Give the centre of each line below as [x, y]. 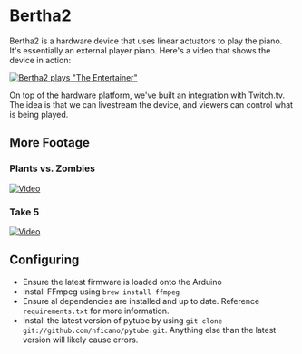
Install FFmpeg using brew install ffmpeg [101, 292]
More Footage [50, 143]
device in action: [40, 60]
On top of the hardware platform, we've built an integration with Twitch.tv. [147, 95]
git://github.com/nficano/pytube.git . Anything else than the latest [149, 330]
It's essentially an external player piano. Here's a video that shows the [140, 50]
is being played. [39, 114]
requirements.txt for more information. [96, 311]
